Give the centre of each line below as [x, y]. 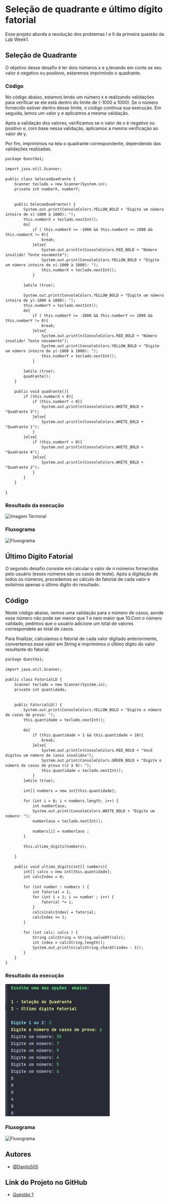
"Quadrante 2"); [22, 467]
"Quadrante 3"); [22, 412]
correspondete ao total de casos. [40, 629]
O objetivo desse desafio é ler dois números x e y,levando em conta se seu [83, 67]
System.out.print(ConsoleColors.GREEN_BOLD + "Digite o [101, 761]
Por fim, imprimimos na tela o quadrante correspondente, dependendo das [83, 144]
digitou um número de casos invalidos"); [50, 756]
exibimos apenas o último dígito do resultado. [53, 585]
